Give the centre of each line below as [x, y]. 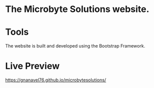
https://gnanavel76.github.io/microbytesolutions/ [56, 80]
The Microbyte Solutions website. [77, 9]
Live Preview [32, 66]
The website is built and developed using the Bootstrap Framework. [75, 46]
